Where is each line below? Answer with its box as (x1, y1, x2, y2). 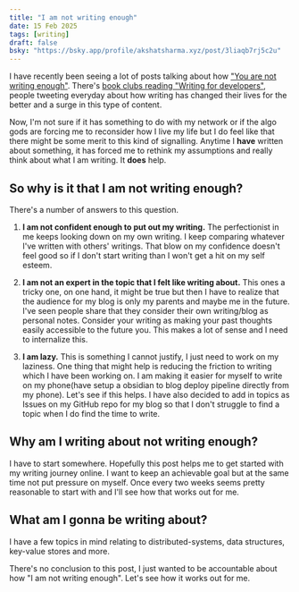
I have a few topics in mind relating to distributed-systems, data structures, (9, 536, 286, 546)
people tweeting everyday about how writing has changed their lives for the (9, 90, 287, 101)
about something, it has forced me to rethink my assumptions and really (9, 145, 273, 156)
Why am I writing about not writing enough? (9, 435, 259, 450)
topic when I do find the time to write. (21, 408, 161, 419)
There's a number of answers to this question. (9, 204, 179, 215)
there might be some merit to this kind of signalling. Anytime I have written (9, 136, 284, 147)
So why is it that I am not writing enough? (9, 181, 244, 196)
